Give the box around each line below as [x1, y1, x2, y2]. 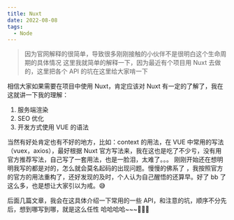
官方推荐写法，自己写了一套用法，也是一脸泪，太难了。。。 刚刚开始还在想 [7, 155, 217, 164]
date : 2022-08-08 [7, 17, 58, 24]
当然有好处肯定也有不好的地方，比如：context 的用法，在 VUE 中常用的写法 [7, 138, 224, 147]
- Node [13, 29, 33, 37]
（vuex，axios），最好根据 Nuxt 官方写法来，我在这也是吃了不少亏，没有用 [7, 147, 222, 155]
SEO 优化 [17, 115, 44, 123]
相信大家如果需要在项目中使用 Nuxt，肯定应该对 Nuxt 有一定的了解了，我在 [7, 82, 224, 91]
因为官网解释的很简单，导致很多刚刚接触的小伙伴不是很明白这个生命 [24, 50, 221, 58]
